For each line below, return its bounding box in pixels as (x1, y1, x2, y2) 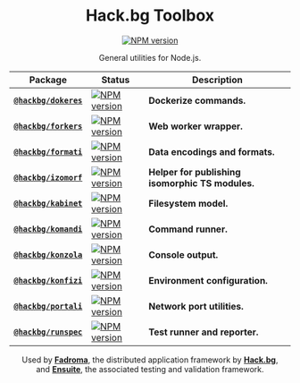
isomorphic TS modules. (148, 176, 254, 189)
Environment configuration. (148, 274, 268, 286)
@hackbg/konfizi (13, 275, 83, 285)
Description (191, 73, 243, 86)
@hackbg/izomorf (13, 172, 83, 183)
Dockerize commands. (148, 94, 246, 106)
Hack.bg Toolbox (85, 5, 215, 26)
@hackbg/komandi (13, 224, 83, 234)
